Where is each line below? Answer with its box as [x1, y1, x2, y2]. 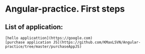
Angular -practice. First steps [5, 3, 125, 15]
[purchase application [5, 40, 51, 45]
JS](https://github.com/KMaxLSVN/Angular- [53, 40, 141, 45]
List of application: [5, 23, 63, 31]
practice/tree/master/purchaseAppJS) [5, 44, 82, 49]
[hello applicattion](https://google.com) [5, 36, 93, 40]
